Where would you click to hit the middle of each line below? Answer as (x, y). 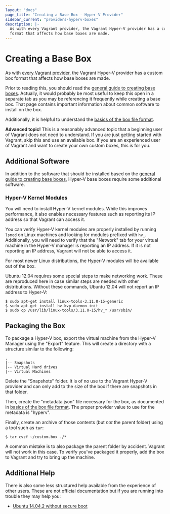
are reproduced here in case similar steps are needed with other (72, 281)
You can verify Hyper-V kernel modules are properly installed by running (81, 230)
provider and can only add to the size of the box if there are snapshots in (81, 386)
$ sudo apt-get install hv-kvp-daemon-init (52, 306)
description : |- (22, 24)
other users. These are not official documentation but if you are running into (84, 491)
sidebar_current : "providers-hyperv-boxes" (52, 19)
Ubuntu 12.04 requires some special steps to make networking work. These (84, 276)
